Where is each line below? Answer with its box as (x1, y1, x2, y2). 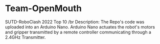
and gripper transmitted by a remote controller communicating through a (5, 29, 152, 35)
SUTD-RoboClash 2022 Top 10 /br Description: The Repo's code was (5, 19, 144, 25)
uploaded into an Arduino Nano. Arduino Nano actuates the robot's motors (5, 24, 155, 29)
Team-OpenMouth (5, 3, 82, 14)
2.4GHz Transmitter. (5, 34, 46, 40)
